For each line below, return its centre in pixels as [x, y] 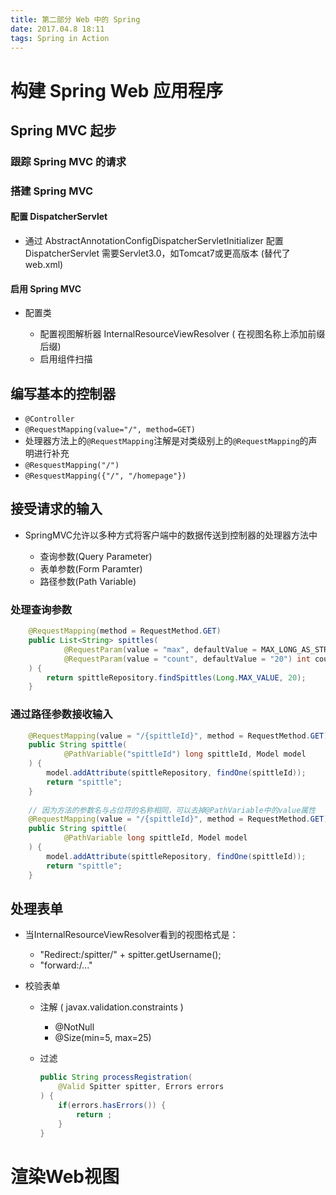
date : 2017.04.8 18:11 [57, 29]
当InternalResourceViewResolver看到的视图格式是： [131, 935]
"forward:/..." [66, 965]
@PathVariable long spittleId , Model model [155, 838]
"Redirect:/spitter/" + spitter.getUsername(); [130, 955]
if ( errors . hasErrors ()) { [112, 1105]
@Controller [49, 419]
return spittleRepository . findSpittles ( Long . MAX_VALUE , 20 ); [176, 677]
